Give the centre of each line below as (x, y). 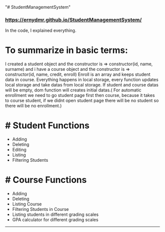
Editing (19, 150)
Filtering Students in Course (41, 209)
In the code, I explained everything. (41, 30)
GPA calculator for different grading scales (55, 220)
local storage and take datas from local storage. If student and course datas (82, 85)
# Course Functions (46, 180)
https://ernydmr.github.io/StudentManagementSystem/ (73, 20)
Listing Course (27, 204)
